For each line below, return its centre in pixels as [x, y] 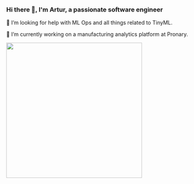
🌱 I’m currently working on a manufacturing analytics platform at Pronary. [97, 34]
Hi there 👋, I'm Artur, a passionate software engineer [85, 10]
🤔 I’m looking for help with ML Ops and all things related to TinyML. [89, 23]
